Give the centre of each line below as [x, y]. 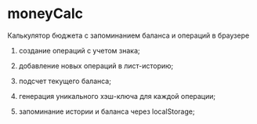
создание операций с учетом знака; [79, 50]
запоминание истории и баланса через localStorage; [107, 111]
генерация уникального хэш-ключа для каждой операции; [117, 96]
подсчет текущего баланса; [65, 81]
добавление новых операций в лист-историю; [96, 66]
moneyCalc [45, 14]
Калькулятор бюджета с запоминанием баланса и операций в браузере [128, 35]
